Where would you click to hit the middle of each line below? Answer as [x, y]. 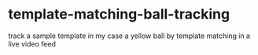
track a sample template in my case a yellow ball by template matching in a [129, 36]
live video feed [32, 43]
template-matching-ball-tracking [119, 14]
